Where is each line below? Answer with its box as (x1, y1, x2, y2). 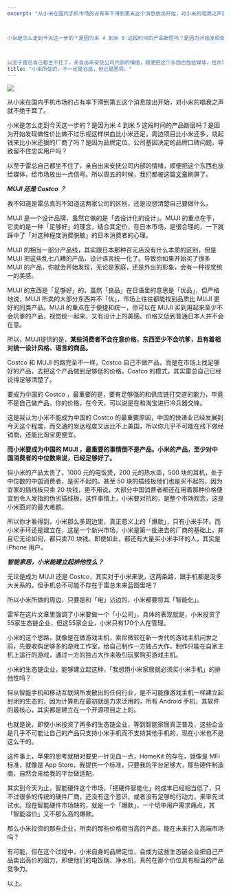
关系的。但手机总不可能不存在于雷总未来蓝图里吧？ (12, 581, 158, 589)
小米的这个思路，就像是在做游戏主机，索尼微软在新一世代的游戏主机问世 (7, 633, 212, 642)
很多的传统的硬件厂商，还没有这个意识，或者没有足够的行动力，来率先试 (19, 792, 224, 801)
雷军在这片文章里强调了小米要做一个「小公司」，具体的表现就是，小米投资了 (7, 610, 221, 619)
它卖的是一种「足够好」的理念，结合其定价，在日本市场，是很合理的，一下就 (7, 223, 224, 231)
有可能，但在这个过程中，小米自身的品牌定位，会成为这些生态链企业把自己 (7, 847, 218, 856)
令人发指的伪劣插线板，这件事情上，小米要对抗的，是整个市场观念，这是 (19, 494, 224, 503)
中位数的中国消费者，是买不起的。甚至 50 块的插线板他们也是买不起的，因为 (7, 477, 223, 486)
